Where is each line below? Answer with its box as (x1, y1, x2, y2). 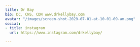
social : (5, 21, 21, 26)
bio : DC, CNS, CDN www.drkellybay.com (5, 12, 85, 17)
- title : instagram (5, 26, 45, 31)
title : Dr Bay (5, 7, 35, 12)
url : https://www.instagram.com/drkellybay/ (9, 30, 103, 35)
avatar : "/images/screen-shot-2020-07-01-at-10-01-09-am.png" (5, 16, 136, 21)
